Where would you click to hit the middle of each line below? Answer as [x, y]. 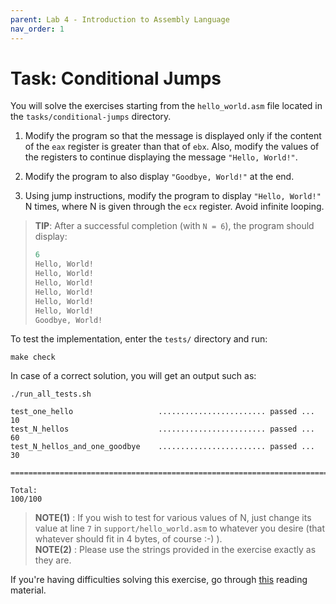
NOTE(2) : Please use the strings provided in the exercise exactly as [175, 550]
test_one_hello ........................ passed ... [162, 412]
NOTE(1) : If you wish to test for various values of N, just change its [173, 518]
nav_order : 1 [37, 29]
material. [28, 590]
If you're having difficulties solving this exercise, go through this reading [159, 580]
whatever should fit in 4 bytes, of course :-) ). [128, 539]
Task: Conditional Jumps [116, 78]
